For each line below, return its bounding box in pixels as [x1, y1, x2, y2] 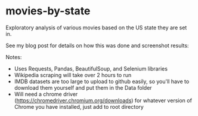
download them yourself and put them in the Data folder [14, 84, 153, 91]
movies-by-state [5, 4, 91, 18]
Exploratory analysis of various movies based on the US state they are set [5, 24, 187, 31]
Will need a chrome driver [14, 90, 78, 97]
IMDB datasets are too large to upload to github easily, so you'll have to [14, 78, 190, 85]
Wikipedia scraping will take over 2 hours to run [14, 71, 132, 78]
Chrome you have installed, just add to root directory [14, 103, 144, 110]
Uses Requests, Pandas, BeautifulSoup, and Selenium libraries [14, 65, 168, 72]
